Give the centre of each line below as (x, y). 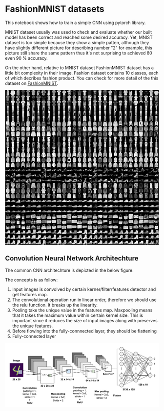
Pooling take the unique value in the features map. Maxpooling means (82, 310)
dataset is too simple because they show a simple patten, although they (77, 42)
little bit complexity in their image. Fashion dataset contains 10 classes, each (82, 73)
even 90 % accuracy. (26, 58)
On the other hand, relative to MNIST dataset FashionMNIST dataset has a (79, 68)
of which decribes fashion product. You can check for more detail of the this (82, 78)
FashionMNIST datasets (55, 9)
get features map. (30, 294)
